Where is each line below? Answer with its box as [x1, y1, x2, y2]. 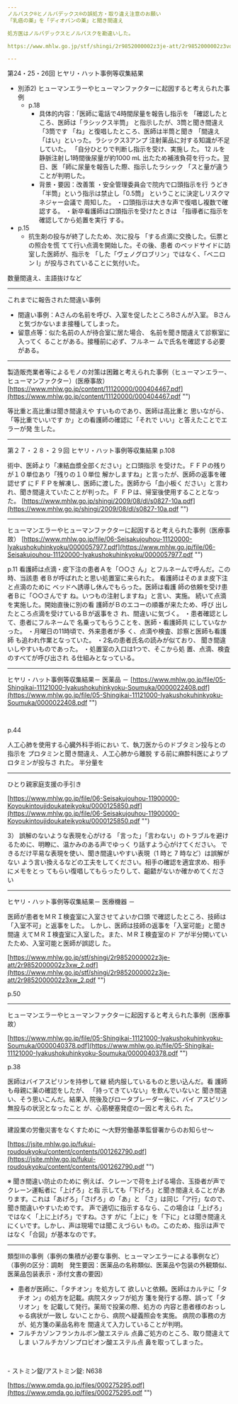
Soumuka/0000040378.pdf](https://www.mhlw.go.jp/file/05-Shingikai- [7, 1042, 215, 1050]
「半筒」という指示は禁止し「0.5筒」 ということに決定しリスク [38, 189, 224, 198]
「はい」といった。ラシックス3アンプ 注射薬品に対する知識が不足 [38, 136, 230, 145]
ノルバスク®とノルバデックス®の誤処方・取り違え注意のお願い [7, 10, 161, 18]
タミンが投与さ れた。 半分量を [13, 758, 104, 767]
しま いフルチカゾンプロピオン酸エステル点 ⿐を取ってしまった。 [17, 1338, 207, 1347]
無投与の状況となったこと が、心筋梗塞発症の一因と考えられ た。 [7, 1104, 197, 1113]
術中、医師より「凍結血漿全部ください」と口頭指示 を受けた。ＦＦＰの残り [7, 462, 227, 470]
